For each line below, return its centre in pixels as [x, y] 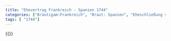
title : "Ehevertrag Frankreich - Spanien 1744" [57, 10]
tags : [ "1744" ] [22, 19]
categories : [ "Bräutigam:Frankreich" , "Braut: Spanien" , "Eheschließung [84, 15]
